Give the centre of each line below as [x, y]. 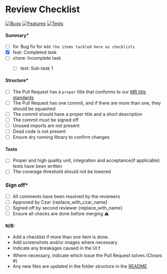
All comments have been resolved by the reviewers [66, 196]
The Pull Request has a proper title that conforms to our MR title [79, 92]
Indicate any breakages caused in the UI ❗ [56, 248]
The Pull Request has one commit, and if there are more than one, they [87, 103]
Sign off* [17, 185]
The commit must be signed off [46, 120]
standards [23, 97]
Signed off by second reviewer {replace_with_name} [67, 208]
